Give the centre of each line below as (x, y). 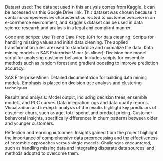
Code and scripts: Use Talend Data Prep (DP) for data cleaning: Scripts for (80, 37)
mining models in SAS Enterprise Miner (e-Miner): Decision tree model (75, 53)
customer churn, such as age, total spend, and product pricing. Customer (79, 113)
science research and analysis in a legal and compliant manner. (69, 28)
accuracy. (15, 68)
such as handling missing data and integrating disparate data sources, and (80, 148)
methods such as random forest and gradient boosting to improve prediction (81, 63)
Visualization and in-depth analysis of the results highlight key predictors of (81, 107)
